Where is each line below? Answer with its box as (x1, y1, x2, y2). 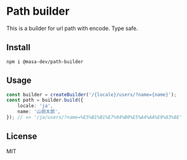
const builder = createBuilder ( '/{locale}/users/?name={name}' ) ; (6, 91, 177, 97)
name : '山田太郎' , (17, 109, 61, 115)
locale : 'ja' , (17, 103, 53, 109)
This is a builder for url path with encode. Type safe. (6, 25, 139, 32)
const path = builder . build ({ (6, 97, 84, 104)
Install (6, 42, 31, 53)
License (6, 131, 37, 142)
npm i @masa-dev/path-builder (6, 58, 84, 65)
